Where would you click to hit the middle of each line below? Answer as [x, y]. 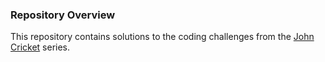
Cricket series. [40, 47]
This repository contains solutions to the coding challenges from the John [162, 37]
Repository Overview [63, 15]
